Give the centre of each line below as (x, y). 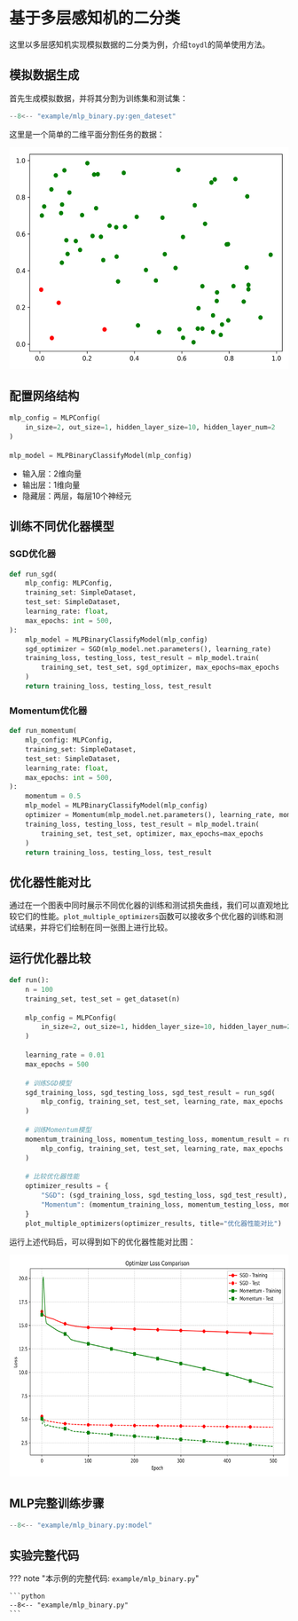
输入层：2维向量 (52, 473)
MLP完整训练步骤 (57, 1503)
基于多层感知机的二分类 (95, 18)
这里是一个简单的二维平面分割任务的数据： (87, 134)
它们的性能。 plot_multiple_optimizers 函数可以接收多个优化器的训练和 (146, 917)
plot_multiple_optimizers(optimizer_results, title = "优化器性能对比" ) (153, 1224)
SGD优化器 (32, 554)
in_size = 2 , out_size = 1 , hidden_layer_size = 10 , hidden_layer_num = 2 (150, 428)
